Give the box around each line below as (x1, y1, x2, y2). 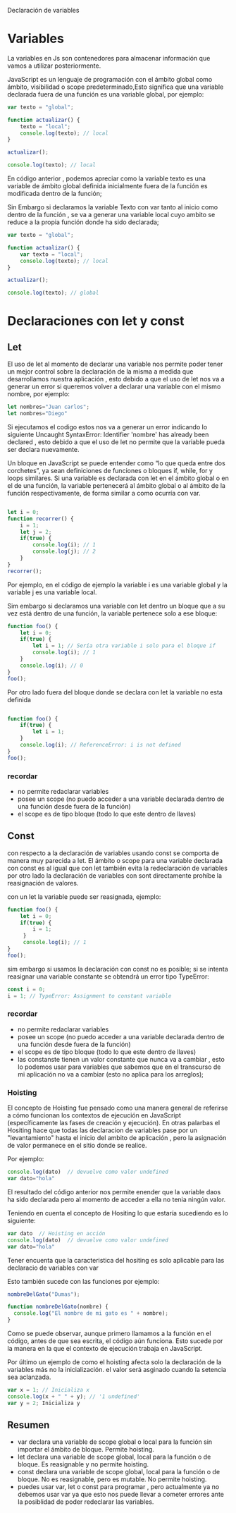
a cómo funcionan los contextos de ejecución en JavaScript (7, 1111, 182, 1120)
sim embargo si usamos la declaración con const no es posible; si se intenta (7, 964, 229, 973)
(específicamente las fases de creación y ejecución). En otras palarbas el (7, 1119, 221, 1127)
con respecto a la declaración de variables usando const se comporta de (7, 849, 220, 857)
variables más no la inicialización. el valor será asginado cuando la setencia (7, 1366, 227, 1374)
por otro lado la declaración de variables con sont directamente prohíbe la (7, 871, 223, 880)
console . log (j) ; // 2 (32, 548, 97, 556)
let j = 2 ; (20, 528, 52, 535)
